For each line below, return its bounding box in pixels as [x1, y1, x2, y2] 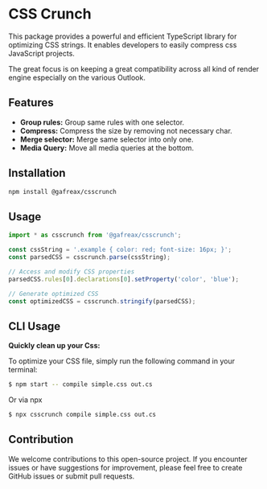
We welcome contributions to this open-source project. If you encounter [8, 454, 248, 463]
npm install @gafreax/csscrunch [8, 187, 117, 195]
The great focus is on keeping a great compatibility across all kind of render [8, 64, 260, 73]
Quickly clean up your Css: [8, 341, 101, 351]
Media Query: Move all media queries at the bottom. [19, 142, 195, 153]
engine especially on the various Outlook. [8, 72, 146, 82]
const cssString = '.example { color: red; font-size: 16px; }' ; [8, 246, 232, 254]
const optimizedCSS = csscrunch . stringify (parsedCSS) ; [8, 297, 196, 306]
